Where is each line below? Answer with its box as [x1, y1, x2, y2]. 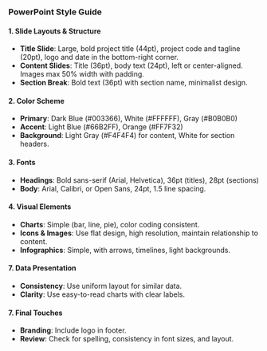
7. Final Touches [8, 308, 63, 317]
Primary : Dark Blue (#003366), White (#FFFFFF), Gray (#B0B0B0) [19, 114, 238, 124]
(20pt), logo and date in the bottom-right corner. [19, 53, 179, 62]
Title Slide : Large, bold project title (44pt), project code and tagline [19, 44, 241, 53]
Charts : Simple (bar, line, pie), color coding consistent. [19, 219, 200, 229]
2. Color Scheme [8, 96, 65, 105]
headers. [19, 139, 49, 149]
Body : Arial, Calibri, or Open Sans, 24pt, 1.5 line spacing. [19, 183, 206, 193]
